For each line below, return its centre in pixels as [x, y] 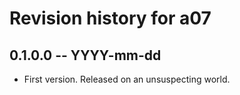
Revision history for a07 [110, 18]
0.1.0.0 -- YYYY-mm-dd [85, 55]
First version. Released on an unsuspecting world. [127, 79]
